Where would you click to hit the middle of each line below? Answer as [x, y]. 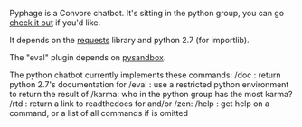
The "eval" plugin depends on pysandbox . [88, 57]
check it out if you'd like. [55, 23]
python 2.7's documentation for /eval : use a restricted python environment [149, 84]
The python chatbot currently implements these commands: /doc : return [146, 75]
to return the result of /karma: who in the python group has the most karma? [151, 94]
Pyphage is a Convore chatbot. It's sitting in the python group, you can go [147, 13]
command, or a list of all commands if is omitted [99, 113]
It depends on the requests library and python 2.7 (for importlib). [130, 40]
